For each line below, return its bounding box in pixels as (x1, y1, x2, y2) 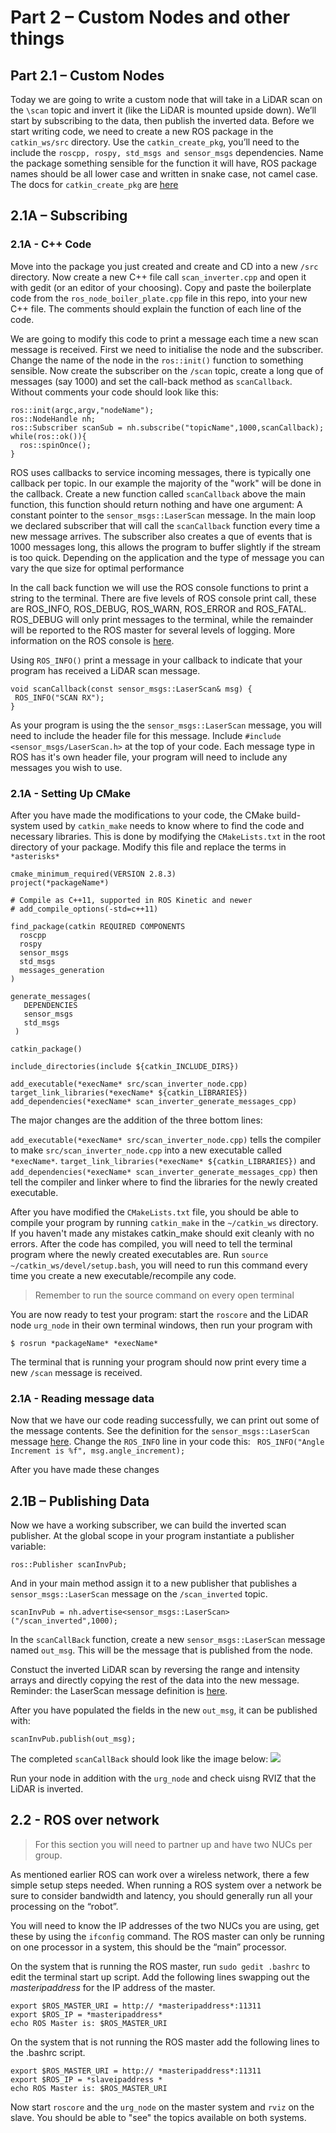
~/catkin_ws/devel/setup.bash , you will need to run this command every (10, 1259, 308, 1271)
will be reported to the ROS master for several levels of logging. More (10, 624, 296, 636)
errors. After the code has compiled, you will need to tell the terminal (10, 1237, 293, 1250)
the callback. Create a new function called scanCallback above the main (10, 487, 306, 500)
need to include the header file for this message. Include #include (10, 729, 282, 741)
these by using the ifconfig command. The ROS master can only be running (10, 1930, 325, 1942)
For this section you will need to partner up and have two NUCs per (34, 1838, 313, 1850)
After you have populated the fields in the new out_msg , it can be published (10, 1704, 318, 1716)
